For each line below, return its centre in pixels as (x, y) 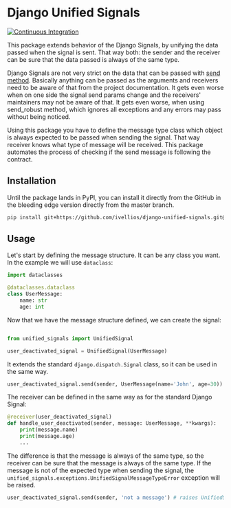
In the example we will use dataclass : (60, 263)
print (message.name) (49, 430)
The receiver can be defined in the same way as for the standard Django (110, 397)
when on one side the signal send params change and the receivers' (104, 95)
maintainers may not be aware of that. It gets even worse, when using (106, 102)
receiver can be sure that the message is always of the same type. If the (109, 463)
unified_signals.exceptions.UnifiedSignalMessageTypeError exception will (113, 477)
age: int (32, 307)
